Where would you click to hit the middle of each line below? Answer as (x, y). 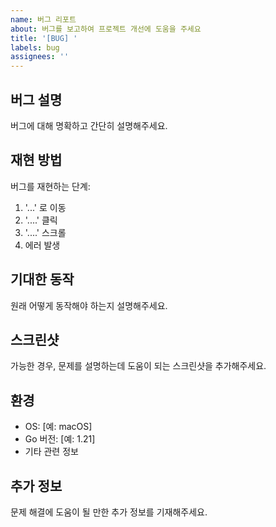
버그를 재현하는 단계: (50, 186)
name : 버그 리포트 (43, 19)
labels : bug (35, 47)
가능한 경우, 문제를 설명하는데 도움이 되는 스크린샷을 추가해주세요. (138, 366)
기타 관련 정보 (51, 452)
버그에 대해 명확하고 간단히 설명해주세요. (89, 125)
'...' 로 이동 (45, 207)
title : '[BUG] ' (44, 38)
